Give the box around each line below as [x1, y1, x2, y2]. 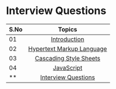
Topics [58, 25, 78, 33]
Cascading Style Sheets [34, 54, 101, 62]
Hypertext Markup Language [28, 44, 107, 53]
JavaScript [52, 63, 83, 71]
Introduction [51, 35, 85, 43]
